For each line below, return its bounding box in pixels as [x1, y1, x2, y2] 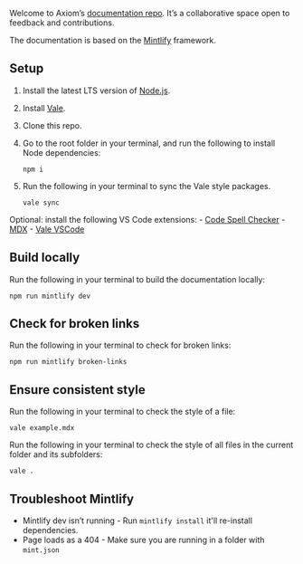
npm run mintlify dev [9, 292, 91, 301]
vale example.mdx [9, 424, 75, 433]
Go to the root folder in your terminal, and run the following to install [22, 138, 276, 148]
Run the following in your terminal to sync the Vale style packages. [22, 180, 271, 191]
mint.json [22, 546, 61, 555]
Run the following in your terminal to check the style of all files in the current [9, 439, 294, 451]
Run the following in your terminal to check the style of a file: [9, 406, 236, 417]
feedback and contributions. [9, 17, 115, 28]
